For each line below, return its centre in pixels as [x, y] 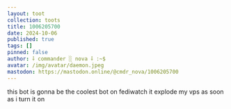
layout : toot [26, 14]
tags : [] [20, 46]
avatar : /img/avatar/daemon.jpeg [56, 65]
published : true [31, 40]
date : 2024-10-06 [32, 33]
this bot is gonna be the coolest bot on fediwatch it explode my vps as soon [115, 92]
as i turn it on [26, 99]
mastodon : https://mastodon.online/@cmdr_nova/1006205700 [93, 72]
